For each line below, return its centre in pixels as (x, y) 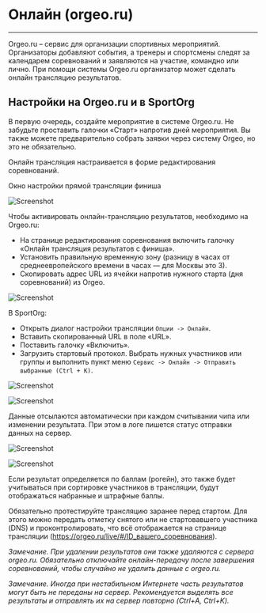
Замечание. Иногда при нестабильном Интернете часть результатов (126, 584)
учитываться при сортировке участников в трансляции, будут (114, 487)
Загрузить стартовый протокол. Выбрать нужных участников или (131, 353)
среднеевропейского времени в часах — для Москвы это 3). (123, 265)
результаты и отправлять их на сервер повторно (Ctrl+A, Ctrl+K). (119, 600)
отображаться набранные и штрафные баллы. (86, 495)
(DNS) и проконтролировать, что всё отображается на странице (118, 528)
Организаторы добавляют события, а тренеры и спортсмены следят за (129, 52)
